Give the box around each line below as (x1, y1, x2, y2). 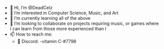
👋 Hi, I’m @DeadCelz (9, 5, 53, 10)
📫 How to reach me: (9, 31, 53, 37)
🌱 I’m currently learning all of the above (9, 15, 91, 21)
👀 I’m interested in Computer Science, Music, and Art (9, 10, 119, 16)
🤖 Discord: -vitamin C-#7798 (17, 39, 77, 44)
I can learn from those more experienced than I (9, 26, 107, 32)
